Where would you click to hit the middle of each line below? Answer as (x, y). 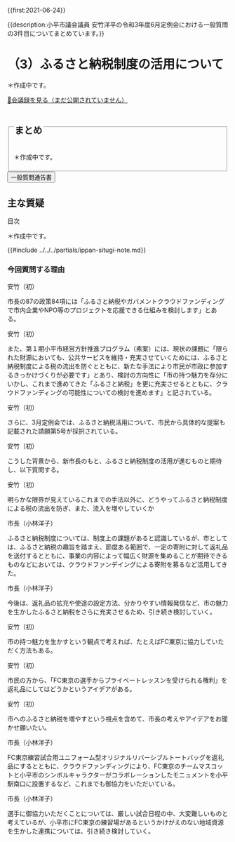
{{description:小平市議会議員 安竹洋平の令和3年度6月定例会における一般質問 (118, 25)
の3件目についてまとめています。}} (56, 33)
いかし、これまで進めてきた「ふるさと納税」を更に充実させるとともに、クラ (118, 383)
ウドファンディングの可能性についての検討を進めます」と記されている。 (112, 392)
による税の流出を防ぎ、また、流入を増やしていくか (81, 508)
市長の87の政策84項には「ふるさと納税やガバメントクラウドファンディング (116, 301)
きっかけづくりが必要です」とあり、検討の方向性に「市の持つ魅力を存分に (120, 375)
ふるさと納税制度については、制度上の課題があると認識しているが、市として (117, 538)
